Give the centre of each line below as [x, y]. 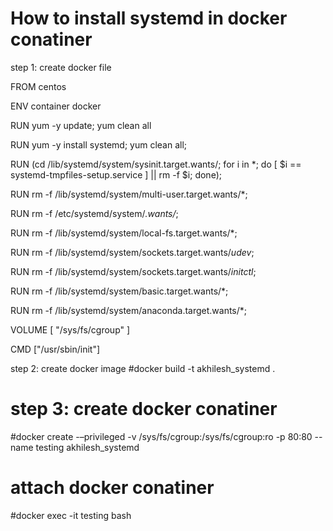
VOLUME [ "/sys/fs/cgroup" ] [70, 329]
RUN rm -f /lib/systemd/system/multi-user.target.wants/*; [129, 194]
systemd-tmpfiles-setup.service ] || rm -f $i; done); [116, 174]
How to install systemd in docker [149, 18]
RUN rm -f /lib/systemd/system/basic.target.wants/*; [119, 291]
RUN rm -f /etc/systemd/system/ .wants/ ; [94, 213]
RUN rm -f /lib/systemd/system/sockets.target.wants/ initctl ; [133, 271]
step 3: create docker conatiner [144, 409]
